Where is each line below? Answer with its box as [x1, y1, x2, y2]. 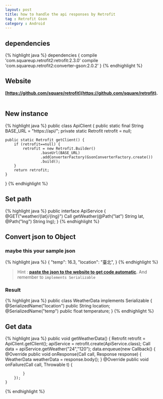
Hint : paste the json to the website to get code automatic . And [17, 269, 147, 275]
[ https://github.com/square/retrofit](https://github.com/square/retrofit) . [5, 90, 158, 96]
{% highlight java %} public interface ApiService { [5, 208, 106, 214]
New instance [5, 109, 48, 118]
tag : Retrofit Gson [5, 16, 48, 21]
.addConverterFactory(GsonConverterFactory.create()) [40, 155, 153, 160]
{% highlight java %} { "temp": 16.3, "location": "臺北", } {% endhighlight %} [5, 259, 159, 265]
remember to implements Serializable [17, 274, 96, 280]
